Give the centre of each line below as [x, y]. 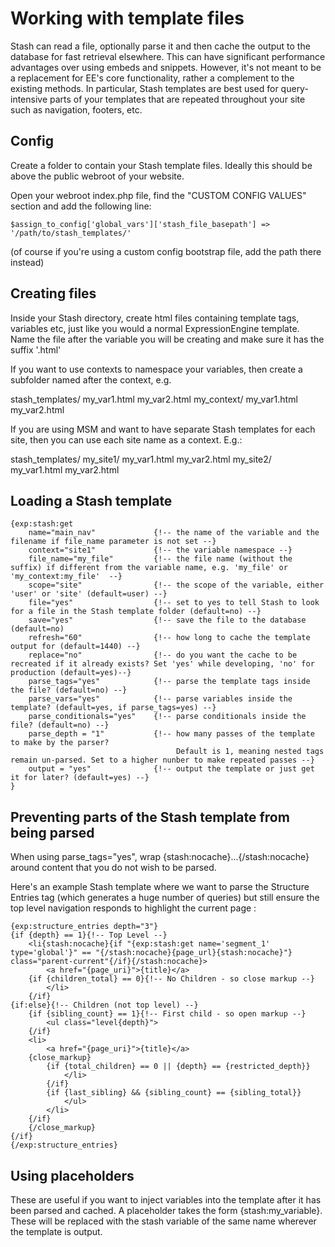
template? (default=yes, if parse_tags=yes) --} [113, 708]
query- [294, 88]
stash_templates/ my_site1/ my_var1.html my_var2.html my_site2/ [141, 459]
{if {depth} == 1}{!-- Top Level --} [89, 935]
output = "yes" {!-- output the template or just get [171, 769]
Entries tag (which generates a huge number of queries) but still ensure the [165, 898]
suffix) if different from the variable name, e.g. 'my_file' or [149, 568]
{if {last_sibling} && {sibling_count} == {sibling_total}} [174, 1093]
